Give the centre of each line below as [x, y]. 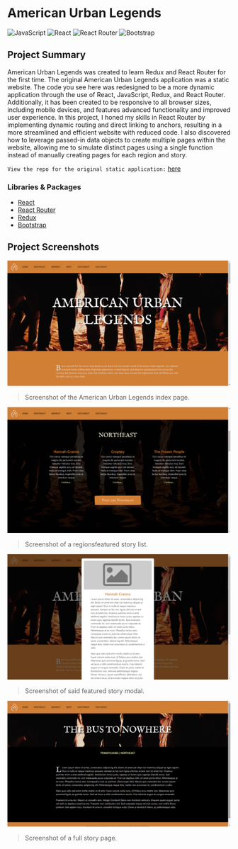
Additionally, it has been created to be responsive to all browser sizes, [109, 102]
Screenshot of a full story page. [71, 838]
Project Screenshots [53, 247]
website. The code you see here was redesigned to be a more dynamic [111, 87]
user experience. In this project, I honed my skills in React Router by [106, 117]
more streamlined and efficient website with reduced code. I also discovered [119, 132]
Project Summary [47, 55]
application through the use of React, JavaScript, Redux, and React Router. [116, 94]
